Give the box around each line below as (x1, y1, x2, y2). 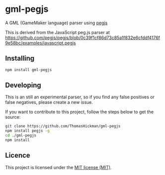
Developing (5, 81, 41, 89)
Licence (5, 151, 31, 160)
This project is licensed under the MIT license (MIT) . (5, 164, 112, 170)
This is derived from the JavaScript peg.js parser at (5, 29, 110, 35)
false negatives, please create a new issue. (5, 99, 93, 105)
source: (5, 114, 21, 120)
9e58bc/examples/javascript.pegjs (5, 40, 76, 45)
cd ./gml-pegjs (5, 133, 37, 138)
